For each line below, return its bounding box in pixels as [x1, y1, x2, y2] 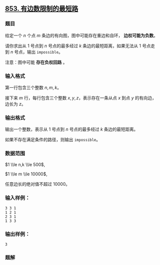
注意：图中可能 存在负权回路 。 [5, 59, 67, 65]
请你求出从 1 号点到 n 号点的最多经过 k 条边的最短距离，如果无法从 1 [5, 43, 141, 49]
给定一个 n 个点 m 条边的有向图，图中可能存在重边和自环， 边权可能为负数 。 [5, 32, 158, 38]
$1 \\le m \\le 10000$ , [5, 171, 48, 177]
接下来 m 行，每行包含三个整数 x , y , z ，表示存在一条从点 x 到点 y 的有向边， [5, 95, 157, 101]
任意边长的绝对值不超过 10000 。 [5, 181, 70, 187]
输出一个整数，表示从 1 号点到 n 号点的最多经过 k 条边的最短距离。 [5, 126, 139, 132]
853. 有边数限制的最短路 [5, 4, 79, 13]
